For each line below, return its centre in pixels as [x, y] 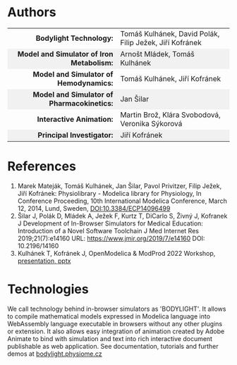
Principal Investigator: [75, 135]
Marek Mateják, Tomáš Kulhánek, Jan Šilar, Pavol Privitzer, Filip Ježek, [120, 186]
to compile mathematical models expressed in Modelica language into [109, 316]
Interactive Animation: [75, 119]
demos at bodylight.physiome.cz [55, 354]
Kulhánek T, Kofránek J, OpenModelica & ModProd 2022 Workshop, [116, 253]
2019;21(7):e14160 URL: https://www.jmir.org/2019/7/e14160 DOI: [111, 238]
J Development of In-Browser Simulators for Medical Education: [110, 223]
